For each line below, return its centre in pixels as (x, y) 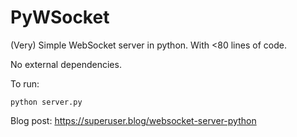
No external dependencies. (66, 64)
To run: (25, 83)
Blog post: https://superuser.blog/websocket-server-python (133, 120)
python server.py (46, 102)
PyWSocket (60, 17)
